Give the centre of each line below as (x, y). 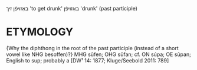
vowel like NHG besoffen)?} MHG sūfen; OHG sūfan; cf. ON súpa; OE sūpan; (99, 54)
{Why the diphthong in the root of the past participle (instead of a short (92, 48)
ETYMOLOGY (40, 32)
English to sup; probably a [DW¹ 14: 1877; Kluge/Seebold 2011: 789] (88, 60)
